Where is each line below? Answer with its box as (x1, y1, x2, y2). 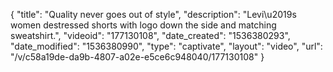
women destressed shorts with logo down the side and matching (10, 19, 277, 31)
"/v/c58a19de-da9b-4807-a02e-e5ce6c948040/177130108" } (10, 51, 265, 63)
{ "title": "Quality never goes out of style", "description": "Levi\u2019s (10, 9, 297, 20)
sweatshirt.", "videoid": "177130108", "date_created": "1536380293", (10, 30, 291, 41)
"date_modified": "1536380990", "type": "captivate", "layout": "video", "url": (10, 40, 323, 52)
